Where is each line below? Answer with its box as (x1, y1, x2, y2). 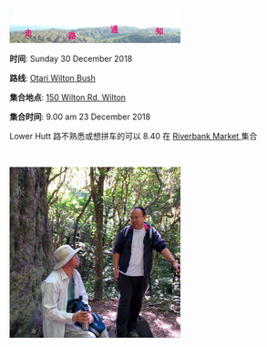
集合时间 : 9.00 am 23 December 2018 (9, 111, 151, 122)
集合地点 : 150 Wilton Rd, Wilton (9, 92, 126, 103)
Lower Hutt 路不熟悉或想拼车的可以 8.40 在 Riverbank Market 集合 (9, 131, 258, 141)
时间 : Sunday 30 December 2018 (9, 54, 133, 64)
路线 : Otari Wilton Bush (9, 73, 96, 83)
